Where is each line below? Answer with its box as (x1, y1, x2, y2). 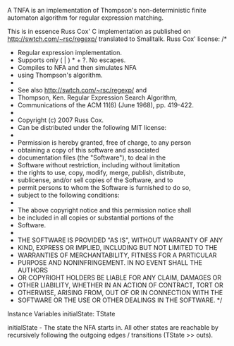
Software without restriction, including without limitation (17, 161, 180, 169)
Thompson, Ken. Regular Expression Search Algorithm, (17, 93, 178, 102)
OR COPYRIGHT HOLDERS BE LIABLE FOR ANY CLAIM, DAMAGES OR (17, 273, 222, 282)
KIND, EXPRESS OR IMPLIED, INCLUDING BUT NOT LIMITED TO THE (17, 244, 218, 251)
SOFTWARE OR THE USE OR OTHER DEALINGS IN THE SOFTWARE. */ (17, 296, 223, 304)
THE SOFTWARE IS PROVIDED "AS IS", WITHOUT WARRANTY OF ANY (17, 236, 223, 244)
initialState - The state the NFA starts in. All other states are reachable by (7, 323, 218, 331)
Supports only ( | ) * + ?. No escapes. (17, 56, 126, 64)
